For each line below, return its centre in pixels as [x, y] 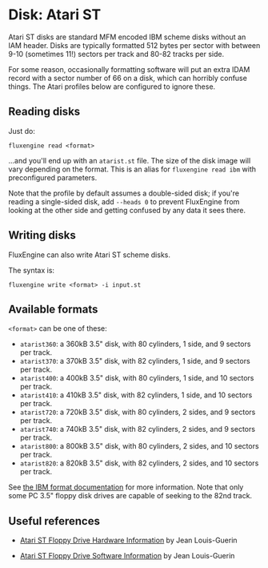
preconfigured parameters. [53, 177]
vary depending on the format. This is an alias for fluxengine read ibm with [132, 169]
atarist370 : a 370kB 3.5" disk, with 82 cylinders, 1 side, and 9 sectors [135, 361]
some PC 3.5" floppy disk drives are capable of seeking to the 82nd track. [130, 496]
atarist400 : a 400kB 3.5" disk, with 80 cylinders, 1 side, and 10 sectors [137, 378]
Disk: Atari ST [55, 15]
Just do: [22, 131]
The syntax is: [31, 270]
